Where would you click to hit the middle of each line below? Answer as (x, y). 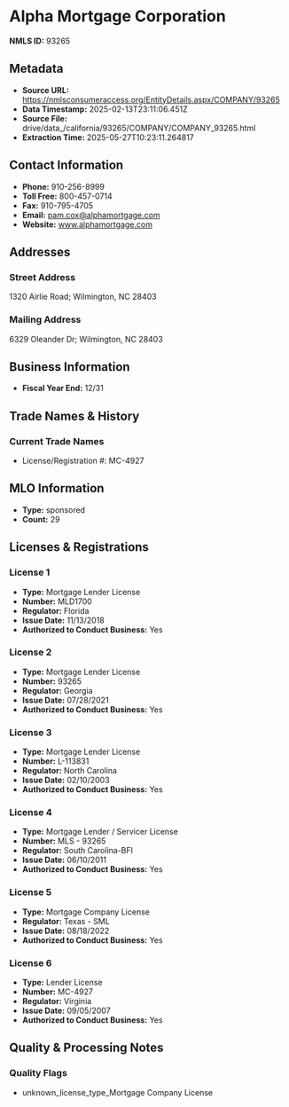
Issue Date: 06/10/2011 (64, 860)
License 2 (31, 652)
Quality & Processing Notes (86, 1048)
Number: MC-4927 (57, 992)
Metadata (36, 69)
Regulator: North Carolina (70, 771)
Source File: (45, 118)
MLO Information (57, 488)
